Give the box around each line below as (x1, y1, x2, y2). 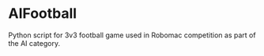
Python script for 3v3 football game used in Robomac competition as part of (8, 30, 256, 40)
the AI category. (8, 38, 61, 47)
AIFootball (8, 5, 77, 23)
